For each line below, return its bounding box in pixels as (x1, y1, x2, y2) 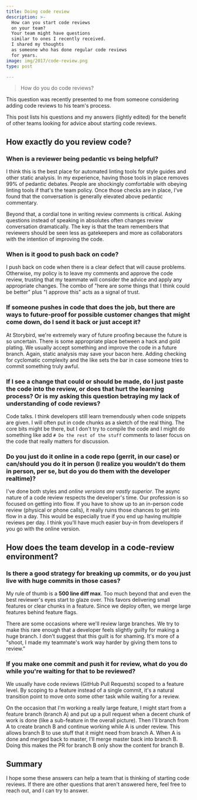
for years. (11, 52, 38, 58)
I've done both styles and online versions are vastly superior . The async (6, 488, 181, 495)
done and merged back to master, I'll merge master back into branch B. (6, 736, 178, 743)
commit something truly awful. (6, 362, 80, 369)
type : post (6, 63, 33, 69)
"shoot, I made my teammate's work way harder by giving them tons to (6, 639, 178, 646)
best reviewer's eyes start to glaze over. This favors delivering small (6, 596, 170, 603)
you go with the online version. (6, 525, 81, 532)
